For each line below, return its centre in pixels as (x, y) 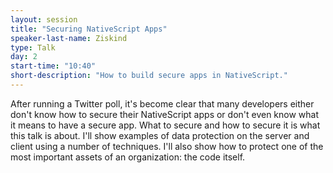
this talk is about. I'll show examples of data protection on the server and (160, 135)
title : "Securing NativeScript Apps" (89, 29)
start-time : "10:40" (53, 66)
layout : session (44, 19)
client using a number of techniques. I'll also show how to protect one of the (167, 146)
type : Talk (33, 47)
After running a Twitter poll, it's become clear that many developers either (162, 103)
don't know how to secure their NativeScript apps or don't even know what (165, 114)
